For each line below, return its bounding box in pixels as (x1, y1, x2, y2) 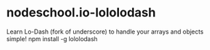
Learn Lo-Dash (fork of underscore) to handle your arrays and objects (6, 27, 204, 36)
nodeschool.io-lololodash (6, 5, 156, 21)
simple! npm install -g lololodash (6, 34, 98, 42)
